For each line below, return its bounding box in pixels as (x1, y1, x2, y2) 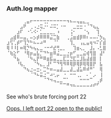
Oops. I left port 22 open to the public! (6, 105, 102, 112)
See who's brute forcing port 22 (6, 93, 87, 100)
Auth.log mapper (6, 4, 58, 13)
